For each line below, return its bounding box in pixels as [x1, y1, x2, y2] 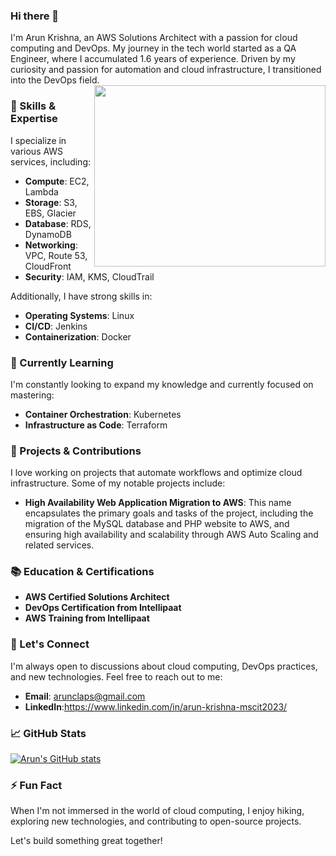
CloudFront [24, 260, 72, 272]
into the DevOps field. [10, 74, 100, 86]
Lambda [24, 185, 59, 198]
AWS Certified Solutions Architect [24, 591, 170, 603]
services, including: [10, 155, 92, 168]
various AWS [10, 145, 64, 157]
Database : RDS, [24, 217, 92, 229]
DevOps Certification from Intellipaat [24, 602, 182, 614]
